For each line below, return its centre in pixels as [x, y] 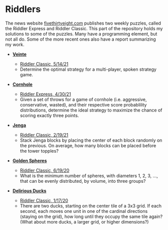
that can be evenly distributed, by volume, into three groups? [83, 181]
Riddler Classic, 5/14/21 [44, 64]
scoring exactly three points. [49, 115]
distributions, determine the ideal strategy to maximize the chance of [91, 110]
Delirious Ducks [29, 191]
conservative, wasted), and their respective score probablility [83, 104]
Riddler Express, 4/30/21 [45, 94]
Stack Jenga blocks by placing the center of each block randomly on [91, 140]
